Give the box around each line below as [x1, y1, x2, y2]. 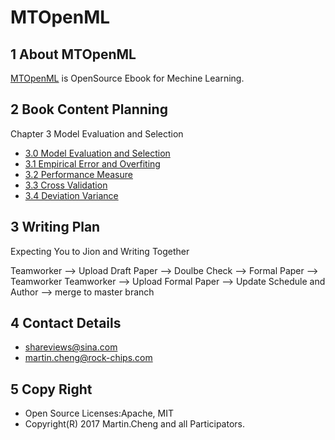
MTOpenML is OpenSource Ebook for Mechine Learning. [10, 72, 245, 84]
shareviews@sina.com [24, 341, 118, 353]
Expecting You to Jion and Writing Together [10, 245, 190, 257]
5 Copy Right [10, 381, 93, 398]
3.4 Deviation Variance [24, 189, 119, 201]
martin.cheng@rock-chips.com [24, 352, 153, 364]
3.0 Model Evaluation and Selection [24, 147, 171, 159]
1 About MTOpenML [10, 46, 137, 63]
